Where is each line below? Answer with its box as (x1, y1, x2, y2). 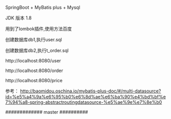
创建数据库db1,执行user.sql (5, 37, 63, 42)
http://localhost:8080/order (5, 67, 63, 74)
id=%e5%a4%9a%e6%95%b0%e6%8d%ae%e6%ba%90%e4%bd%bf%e (5, 94, 166, 100)
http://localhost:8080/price (5, 78, 63, 83)
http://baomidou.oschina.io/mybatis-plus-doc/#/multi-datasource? (20, 88, 161, 94)
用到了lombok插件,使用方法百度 (5, 26, 72, 32)
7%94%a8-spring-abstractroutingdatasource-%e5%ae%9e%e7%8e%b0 (5, 99, 162, 105)
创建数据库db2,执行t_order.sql (5, 47, 69, 53)
